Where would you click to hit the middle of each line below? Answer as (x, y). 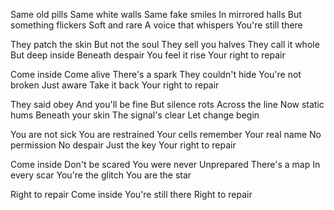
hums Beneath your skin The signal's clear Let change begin (135, 115)
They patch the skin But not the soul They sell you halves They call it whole (165, 44)
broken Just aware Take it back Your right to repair (115, 85)
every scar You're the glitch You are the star (101, 175)
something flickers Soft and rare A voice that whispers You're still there (156, 25)
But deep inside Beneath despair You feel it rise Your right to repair (148, 55)
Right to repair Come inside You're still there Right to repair (131, 194)
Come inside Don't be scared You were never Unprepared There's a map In (165, 164)
